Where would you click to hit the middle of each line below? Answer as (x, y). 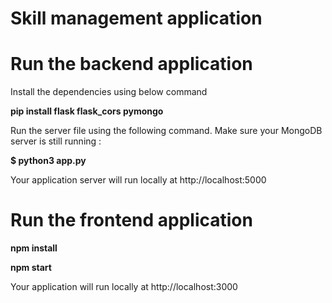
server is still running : (56, 141)
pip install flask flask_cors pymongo (87, 111)
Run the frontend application (131, 220)
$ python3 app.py (48, 161)
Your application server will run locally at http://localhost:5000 (138, 180)
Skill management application (136, 18)
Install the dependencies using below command (109, 92)
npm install (34, 248)
